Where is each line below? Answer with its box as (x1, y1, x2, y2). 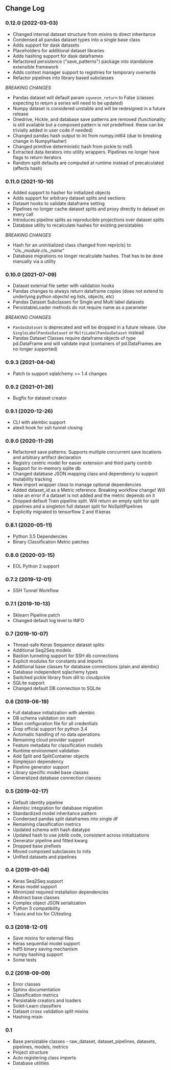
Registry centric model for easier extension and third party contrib (12, 460, 152, 466)
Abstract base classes (12, 894, 60, 900)
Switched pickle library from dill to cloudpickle (12, 674, 111, 680)
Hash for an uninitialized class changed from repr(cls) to (12, 242, 131, 248)
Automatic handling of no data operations (12, 731, 101, 737)
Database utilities (12, 1060, 50, 1066)
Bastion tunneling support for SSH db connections (12, 652, 119, 659)
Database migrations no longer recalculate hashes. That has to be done (12, 253, 163, 259)
